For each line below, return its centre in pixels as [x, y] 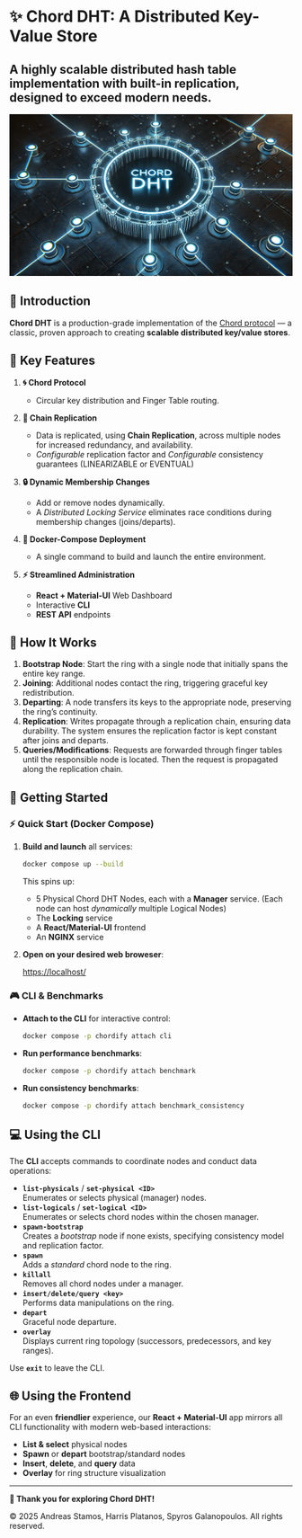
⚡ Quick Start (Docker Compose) [82, 823]
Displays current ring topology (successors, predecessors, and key [147, 1340]
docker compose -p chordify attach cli [97, 1036]
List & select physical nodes [75, 1445]
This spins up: [48, 881]
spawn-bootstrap [53, 1227]
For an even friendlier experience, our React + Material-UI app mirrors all [146, 1418]
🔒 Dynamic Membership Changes [86, 482]
